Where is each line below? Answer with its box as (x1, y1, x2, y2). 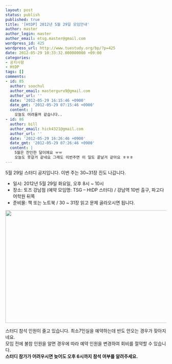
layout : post (5, 7, 33, 13)
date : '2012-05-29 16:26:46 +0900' (10, 136, 86, 141)
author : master (5, 27, 38, 32)
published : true (5, 17, 40, 22)
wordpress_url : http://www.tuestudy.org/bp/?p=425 (5, 45, 116, 51)
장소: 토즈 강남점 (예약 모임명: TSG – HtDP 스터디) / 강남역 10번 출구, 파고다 (12, 187, 164, 193)
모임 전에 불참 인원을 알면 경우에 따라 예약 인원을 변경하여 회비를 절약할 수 (5, 340, 153, 347)
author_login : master (5, 31, 52, 36)
